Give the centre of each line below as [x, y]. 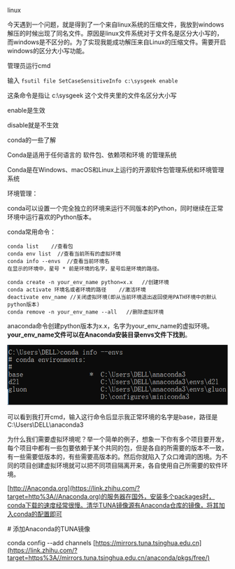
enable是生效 [26, 110]
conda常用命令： [32, 232]
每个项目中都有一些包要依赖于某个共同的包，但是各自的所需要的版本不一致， [117, 448]
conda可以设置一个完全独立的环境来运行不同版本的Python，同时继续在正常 [115, 208]
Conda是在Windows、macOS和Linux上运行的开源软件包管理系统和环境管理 [116, 170]
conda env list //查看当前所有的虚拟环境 [64, 254]
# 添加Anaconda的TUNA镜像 [49, 528]
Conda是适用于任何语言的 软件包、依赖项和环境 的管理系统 [92, 155]
